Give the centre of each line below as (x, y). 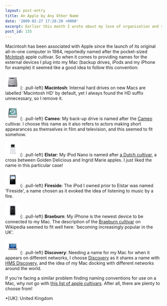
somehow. (16, 135)
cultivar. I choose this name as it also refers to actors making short (73, 124)
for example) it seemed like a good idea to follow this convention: (72, 68)
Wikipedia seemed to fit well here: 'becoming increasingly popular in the (79, 227)
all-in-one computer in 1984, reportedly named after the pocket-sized (76, 52)
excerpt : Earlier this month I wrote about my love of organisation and (82, 26)
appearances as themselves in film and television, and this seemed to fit (79, 129)
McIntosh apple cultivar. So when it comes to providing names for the (76, 57)
